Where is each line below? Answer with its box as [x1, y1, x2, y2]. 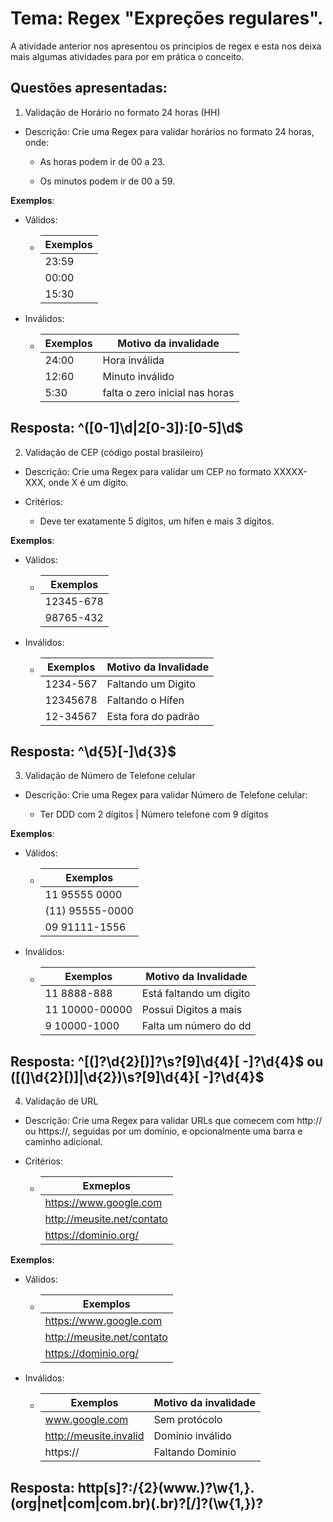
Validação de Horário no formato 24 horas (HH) [24, 106, 221, 118]
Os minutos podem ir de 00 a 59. [39, 175, 176, 187]
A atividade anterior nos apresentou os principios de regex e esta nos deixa [10, 40, 322, 52]
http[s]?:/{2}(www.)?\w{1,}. [77, 1479, 255, 1496]
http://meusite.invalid [44, 1429, 145, 1443]
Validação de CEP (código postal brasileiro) [24, 446, 204, 458]
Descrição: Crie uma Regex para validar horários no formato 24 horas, [24, 125, 315, 137]
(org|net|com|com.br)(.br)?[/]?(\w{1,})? [10, 1495, 264, 1512]
